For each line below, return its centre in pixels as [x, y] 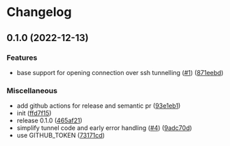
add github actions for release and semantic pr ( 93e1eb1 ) [99, 106]
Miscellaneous [32, 90]
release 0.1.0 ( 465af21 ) [50, 121]
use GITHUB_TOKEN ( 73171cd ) [61, 136]
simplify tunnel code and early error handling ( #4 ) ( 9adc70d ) [105, 128]
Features [22, 58]
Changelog [39, 12]
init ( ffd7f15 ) [34, 113]
